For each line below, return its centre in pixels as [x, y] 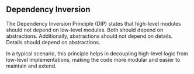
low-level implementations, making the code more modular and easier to [93, 59]
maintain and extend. [31, 66]
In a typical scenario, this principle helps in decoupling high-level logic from [97, 53]
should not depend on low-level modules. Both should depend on [85, 30]
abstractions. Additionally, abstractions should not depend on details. [89, 36]
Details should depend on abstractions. [53, 42]
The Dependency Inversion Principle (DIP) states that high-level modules [93, 23]
